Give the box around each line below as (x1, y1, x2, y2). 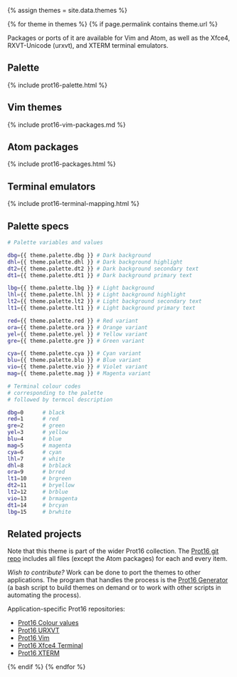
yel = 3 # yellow (7, 429, 69, 436)
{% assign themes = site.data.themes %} (7, 6, 128, 14)
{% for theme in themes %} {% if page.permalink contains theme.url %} (7, 20, 218, 28)
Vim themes (7, 101, 63, 113)
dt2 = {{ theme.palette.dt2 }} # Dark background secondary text (7, 265, 199, 272)
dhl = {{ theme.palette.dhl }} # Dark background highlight (7, 258, 183, 266)
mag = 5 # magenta (7, 442, 72, 449)
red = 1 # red (7, 415, 59, 423)
